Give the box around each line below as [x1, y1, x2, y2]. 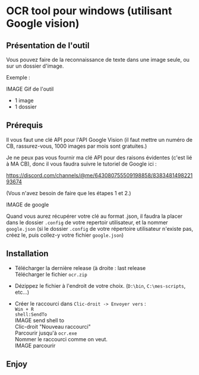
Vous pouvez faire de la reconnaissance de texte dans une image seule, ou [6, 56, 190, 63]
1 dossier [14, 103, 37, 110]
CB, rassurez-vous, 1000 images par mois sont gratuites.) [6, 142, 147, 150]
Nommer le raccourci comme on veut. [14, 335, 108, 342]
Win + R [14, 306, 34, 312]
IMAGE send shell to [14, 316, 64, 324]
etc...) [14, 288, 30, 295]
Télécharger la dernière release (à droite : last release [14, 264, 146, 271]
